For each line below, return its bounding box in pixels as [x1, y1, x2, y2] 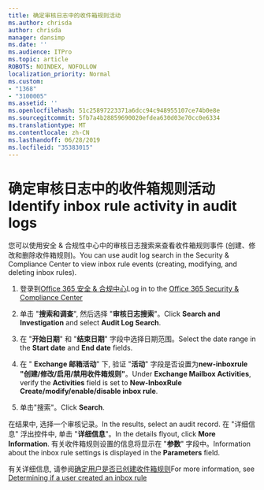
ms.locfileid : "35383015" [8, 143, 93, 151]
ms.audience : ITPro [8, 48, 73, 56]
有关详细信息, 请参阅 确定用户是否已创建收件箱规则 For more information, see [8, 464, 255, 473]
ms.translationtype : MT [8, 121, 87, 129]
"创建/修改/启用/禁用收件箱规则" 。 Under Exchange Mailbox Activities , [19, 369, 251, 379]
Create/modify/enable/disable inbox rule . [19, 387, 158, 396]
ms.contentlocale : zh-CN [8, 128, 90, 136]
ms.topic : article [8, 56, 69, 64]
